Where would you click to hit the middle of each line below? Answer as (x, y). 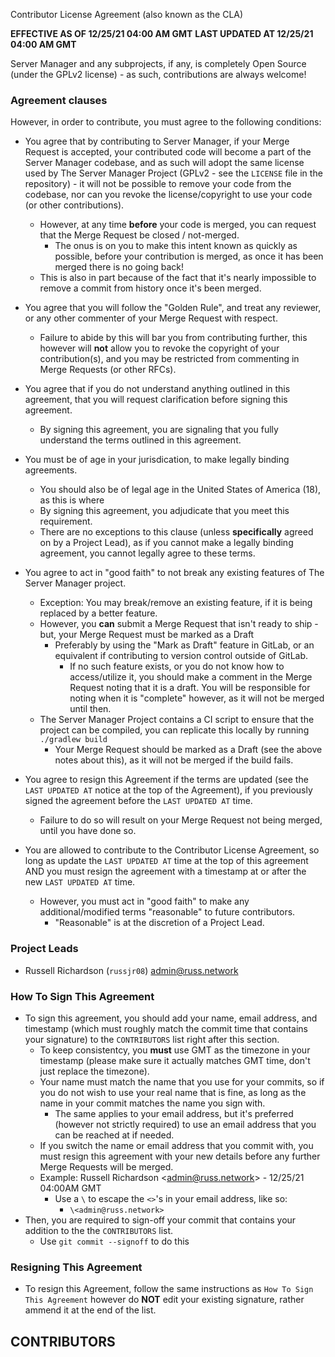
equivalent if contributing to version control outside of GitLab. (181, 656)
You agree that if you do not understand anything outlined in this (157, 389)
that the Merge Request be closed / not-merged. (139, 235)
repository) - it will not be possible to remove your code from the (158, 184)
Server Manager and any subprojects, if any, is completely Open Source (158, 63)
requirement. (66, 521)
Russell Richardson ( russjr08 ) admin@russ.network (131, 970)
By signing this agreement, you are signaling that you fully (159, 430)
